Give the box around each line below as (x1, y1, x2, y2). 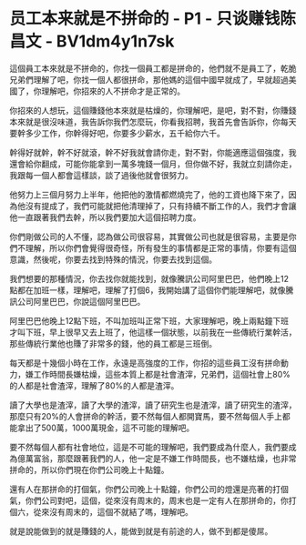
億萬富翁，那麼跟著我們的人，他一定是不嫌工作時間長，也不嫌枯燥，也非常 (16, 452, 297, 464)
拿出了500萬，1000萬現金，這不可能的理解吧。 (16, 422, 195, 433)
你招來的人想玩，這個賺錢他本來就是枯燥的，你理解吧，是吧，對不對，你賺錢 (9, 105, 297, 116)
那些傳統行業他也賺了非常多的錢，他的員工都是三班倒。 (9, 338, 217, 348)
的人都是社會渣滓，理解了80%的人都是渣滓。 (9, 379, 179, 391)
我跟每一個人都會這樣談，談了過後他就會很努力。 (9, 169, 193, 180)
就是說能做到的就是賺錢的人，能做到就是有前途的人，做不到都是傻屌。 (9, 525, 273, 537)
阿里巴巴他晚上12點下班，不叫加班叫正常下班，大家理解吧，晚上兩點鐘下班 (9, 315, 290, 326)
